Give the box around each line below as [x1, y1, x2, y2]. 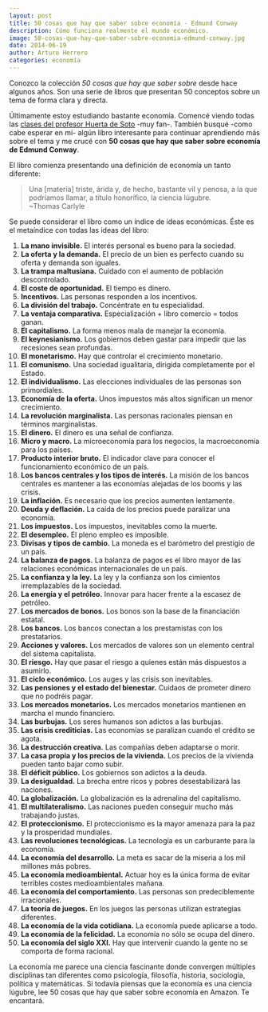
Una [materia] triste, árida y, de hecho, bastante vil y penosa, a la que [28, 184, 258, 194]
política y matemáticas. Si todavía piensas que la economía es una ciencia [9, 978, 252, 988]
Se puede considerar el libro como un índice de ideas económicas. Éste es [9, 217, 254, 226]
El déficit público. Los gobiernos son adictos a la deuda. [20, 767, 207, 777]
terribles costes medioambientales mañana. [20, 878, 165, 888]
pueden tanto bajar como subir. [20, 759, 124, 769]
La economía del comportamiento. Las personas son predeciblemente [20, 886, 254, 896]
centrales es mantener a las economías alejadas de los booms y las [20, 478, 242, 488]
